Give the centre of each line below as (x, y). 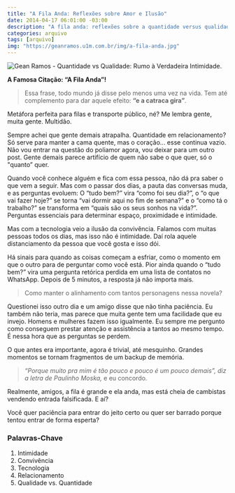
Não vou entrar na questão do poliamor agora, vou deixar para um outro (111, 150)
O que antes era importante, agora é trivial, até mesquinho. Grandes (105, 349)
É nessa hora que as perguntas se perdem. (69, 336)
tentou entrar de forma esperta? (54, 420)
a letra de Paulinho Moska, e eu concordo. (86, 378)
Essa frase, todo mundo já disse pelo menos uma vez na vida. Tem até (126, 93)
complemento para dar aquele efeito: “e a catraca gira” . (105, 101)
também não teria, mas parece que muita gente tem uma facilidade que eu (115, 314)
